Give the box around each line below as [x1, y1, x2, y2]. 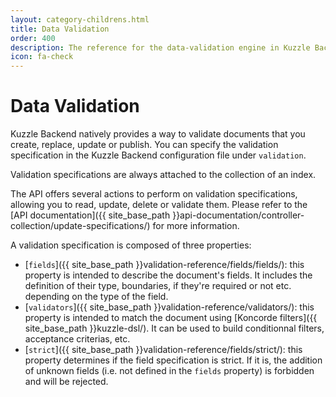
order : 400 [10, 33, 56, 43]
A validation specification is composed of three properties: [10, 239, 252, 251]
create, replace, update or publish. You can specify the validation [10, 139, 279, 151]
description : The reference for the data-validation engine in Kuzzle [10, 42, 311, 53]
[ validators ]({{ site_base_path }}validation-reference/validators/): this [24, 301, 315, 313]
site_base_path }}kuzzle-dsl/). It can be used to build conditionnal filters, [24, 322, 325, 335]
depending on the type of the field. [24, 291, 169, 303]
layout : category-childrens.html [10, 14, 150, 25]
